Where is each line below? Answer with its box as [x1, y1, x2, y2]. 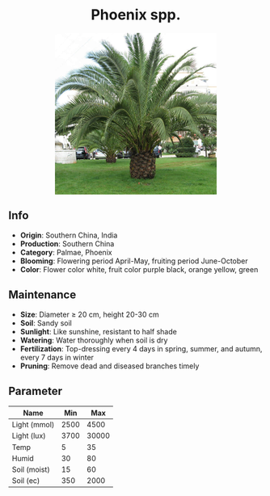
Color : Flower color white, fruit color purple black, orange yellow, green [19, 264, 259, 274]
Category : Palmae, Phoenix [19, 247, 112, 257]
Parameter [8, 384, 63, 397]
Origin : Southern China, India [19, 230, 118, 240]
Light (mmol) [11, 420, 55, 430]
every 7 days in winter [19, 352, 95, 362]
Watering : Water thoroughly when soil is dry [19, 335, 168, 345]
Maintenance [8, 288, 77, 302]
